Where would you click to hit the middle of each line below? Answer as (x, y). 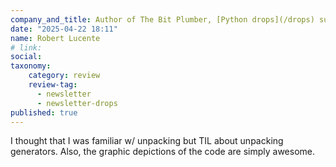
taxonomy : (31, 66)
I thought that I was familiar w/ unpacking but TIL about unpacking (147, 141)
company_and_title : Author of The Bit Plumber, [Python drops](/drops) (162, 19)
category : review (64, 76)
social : (26, 57)
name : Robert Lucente (55, 38)
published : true (44, 112)
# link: (26, 47)
